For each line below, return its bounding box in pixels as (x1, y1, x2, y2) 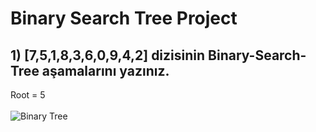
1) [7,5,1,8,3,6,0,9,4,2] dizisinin (10, 47, 206, 64)
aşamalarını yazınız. (41, 62, 170, 79)
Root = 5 (10, 89, 46, 101)
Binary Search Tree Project (10, 7, 238, 30)
